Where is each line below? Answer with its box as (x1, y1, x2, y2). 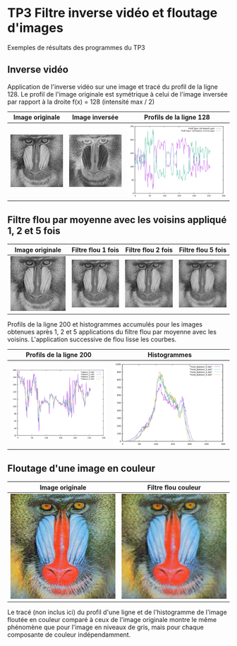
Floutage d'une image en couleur (7, 462, 156, 474)
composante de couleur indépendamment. (7, 630, 131, 639)
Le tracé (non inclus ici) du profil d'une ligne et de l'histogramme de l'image (7, 608, 227, 616)
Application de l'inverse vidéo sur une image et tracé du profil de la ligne (7, 83, 219, 91)
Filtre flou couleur (147, 483, 201, 492)
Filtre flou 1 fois (71, 245, 120, 254)
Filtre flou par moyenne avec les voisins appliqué (7, 214, 227, 226)
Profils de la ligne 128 (144, 113, 210, 121)
